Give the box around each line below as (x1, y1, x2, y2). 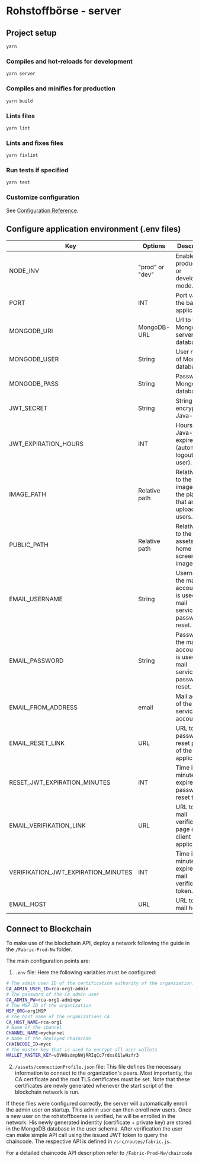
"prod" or (138, 263, 165, 271)
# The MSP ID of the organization (6, 1002, 92, 1008)
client (175, 832, 191, 841)
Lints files (6, 112, 36, 120)
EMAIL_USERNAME (9, 595, 63, 603)
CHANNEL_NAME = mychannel (6, 1030, 65, 1036)
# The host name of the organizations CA (6, 1013, 110, 1019)
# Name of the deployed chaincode (6, 1035, 92, 1042)
